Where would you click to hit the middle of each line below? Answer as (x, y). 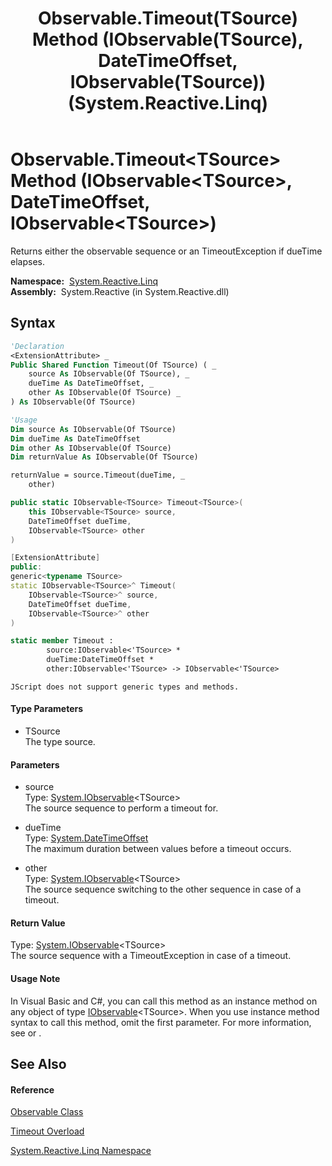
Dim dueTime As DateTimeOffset (75, 438)
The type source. (60, 742)
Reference (32, 1089)
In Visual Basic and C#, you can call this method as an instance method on (164, 1001)
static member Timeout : (62, 641)
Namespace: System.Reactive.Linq (84, 281)
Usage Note (35, 979)
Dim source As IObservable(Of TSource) (93, 429)
